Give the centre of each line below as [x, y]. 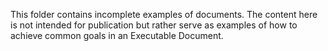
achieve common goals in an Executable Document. [117, 35]
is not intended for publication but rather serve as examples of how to [154, 25]
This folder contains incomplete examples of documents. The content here [164, 14]
